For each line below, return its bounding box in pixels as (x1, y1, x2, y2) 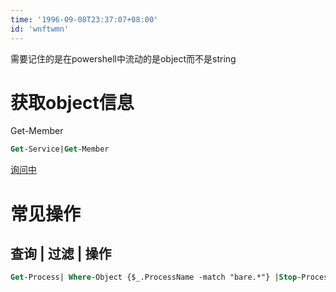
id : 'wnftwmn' (10, 24, 70, 34)
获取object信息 (10, 91, 135, 114)
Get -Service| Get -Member (10, 144, 110, 155)
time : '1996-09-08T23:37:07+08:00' (10, 14, 159, 25)
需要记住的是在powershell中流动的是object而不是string (10, 52, 237, 65)
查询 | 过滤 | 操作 (10, 245, 112, 262)
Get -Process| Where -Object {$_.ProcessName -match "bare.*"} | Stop (10, 272, 298, 283)
